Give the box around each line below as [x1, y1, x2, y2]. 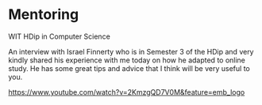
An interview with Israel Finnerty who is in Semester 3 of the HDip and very [8, 47, 254, 56]
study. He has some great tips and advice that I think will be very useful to [8, 63, 250, 73]
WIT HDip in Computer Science [8, 32, 111, 41]
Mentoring [8, 6, 79, 24]
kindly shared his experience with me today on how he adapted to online [8, 55, 246, 65]
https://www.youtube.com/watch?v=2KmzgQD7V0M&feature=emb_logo [8, 87, 245, 96]
